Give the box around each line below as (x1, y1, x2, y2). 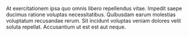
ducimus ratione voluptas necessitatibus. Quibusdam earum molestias (6, 11, 176, 18)
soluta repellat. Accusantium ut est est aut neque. (6, 23, 126, 30)
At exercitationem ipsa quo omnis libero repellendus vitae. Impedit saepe (6, 5, 182, 12)
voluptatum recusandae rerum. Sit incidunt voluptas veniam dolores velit (6, 17, 181, 24)
